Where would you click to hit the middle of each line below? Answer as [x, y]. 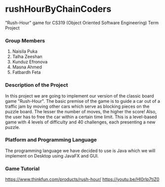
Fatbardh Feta [26, 72]
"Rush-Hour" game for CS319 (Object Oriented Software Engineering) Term [82, 23]
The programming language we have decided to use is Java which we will [80, 151]
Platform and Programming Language [51, 140]
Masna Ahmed [27, 67]
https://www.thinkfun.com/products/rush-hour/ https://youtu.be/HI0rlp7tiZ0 [82, 179]
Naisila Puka [25, 51]
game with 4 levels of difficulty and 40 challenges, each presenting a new [80, 122]
